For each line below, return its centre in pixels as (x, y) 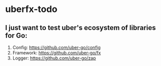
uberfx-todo (31, 9)
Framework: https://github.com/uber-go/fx (57, 53)
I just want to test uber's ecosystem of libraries (80, 28)
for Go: (16, 35)
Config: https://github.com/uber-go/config (56, 47)
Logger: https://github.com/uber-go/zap (54, 58)
